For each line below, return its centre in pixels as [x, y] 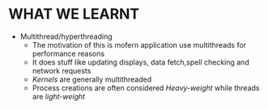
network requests [62, 70]
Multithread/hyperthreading [66, 36]
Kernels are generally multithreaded [92, 79]
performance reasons [68, 53]
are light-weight [59, 96]
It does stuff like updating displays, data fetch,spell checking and [140, 62]
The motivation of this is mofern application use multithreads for [139, 44]
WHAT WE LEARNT [74, 14]
